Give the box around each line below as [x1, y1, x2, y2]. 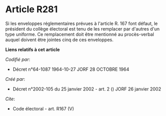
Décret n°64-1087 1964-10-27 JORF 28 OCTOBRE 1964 [12, 66, 129, 72]
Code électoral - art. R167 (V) [12, 105, 74, 111]
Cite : [5, 96, 15, 102]
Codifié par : [5, 56, 31, 62]
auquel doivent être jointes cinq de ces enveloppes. [5, 37, 114, 43]
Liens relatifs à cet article [5, 46, 60, 52]
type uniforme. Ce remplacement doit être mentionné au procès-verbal [5, 31, 154, 37]
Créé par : [5, 76, 25, 82]
